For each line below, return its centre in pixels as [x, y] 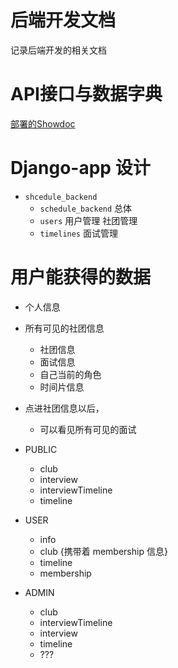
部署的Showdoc [43, 123]
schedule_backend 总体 [86, 208]
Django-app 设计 [80, 168]
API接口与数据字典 [86, 94]
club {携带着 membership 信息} [103, 551]
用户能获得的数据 [81, 277]
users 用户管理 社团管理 [88, 220]
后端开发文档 [63, 20]
